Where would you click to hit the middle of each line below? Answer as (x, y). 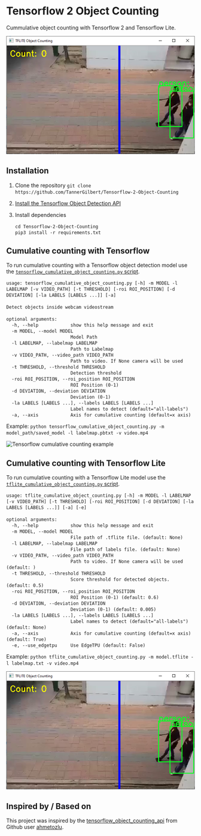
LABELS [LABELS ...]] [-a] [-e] (46, 508)
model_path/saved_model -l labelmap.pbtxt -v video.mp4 (77, 433)
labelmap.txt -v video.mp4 (45, 663)
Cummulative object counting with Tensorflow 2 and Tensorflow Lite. (91, 28)
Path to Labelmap (92, 349)
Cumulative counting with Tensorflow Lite (86, 463)
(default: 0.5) (25, 585)
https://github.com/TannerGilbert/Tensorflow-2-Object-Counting (97, 192)
